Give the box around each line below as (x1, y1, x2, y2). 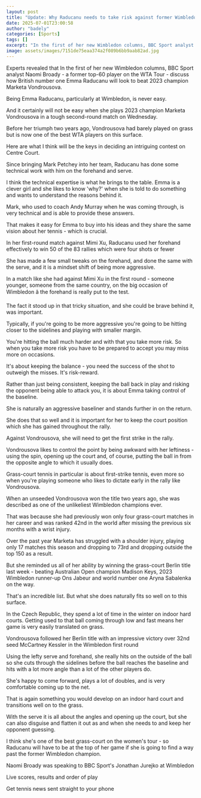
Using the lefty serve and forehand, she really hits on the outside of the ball (6, 652, 192, 660)
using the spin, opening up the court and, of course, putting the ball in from (6, 452, 191, 460)
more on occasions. (6, 350, 55, 358)
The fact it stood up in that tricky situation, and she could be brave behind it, (6, 302, 194, 309)
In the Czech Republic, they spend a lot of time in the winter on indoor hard (6, 610, 191, 617)
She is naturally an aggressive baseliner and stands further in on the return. (6, 404, 193, 412)
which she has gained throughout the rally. (6, 422, 112, 430)
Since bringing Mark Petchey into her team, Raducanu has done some (6, 160, 179, 168)
